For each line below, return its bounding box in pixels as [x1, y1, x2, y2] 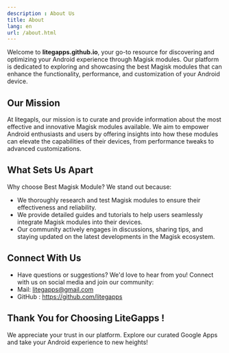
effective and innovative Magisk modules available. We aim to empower [7, 123, 209, 131]
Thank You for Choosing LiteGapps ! [7, 312, 165, 324]
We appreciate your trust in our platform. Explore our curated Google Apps [7, 330, 218, 339]
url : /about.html [7, 29, 57, 36]
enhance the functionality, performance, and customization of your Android [7, 70, 221, 78]
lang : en [7, 23, 32, 30]
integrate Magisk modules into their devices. [16, 218, 143, 226]
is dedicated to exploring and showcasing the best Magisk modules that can [7, 62, 222, 71]
